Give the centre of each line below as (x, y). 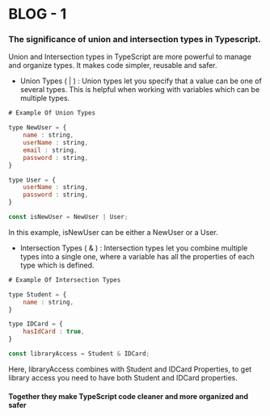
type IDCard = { (36, 324)
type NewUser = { (38, 128)
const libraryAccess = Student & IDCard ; (79, 354)
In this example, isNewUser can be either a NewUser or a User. (113, 232)
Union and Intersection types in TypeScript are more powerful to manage (130, 57)
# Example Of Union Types (52, 113)
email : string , (51, 150)
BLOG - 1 (38, 14)
